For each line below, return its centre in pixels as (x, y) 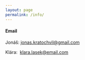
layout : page (19, 10)
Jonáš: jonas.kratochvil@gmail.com (42, 42)
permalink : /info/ (25, 15)
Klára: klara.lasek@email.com (37, 52)
